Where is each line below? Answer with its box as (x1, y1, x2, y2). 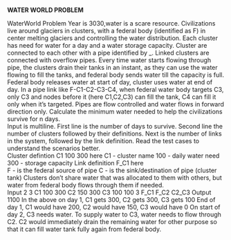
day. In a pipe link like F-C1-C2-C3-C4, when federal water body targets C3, (7, 86, 224, 93)
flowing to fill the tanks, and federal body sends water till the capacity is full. (7, 71, 225, 79)
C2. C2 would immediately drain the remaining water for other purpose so (7, 218, 218, 225)
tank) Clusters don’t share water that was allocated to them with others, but (7, 174, 223, 182)
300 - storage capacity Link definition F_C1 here (7, 159, 144, 167)
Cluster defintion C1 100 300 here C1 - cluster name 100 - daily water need (7, 151, 220, 160)
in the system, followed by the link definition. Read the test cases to (7, 137, 199, 145)
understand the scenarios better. (7, 145, 100, 152)
